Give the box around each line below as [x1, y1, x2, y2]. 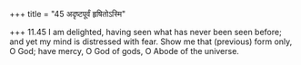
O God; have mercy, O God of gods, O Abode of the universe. [9, 46, 239, 56]
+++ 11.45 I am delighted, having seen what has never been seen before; [9, 27, 282, 37]
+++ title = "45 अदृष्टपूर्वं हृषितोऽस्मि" [9, 9, 126, 19]
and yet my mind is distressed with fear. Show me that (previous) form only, [9, 36, 293, 47]
